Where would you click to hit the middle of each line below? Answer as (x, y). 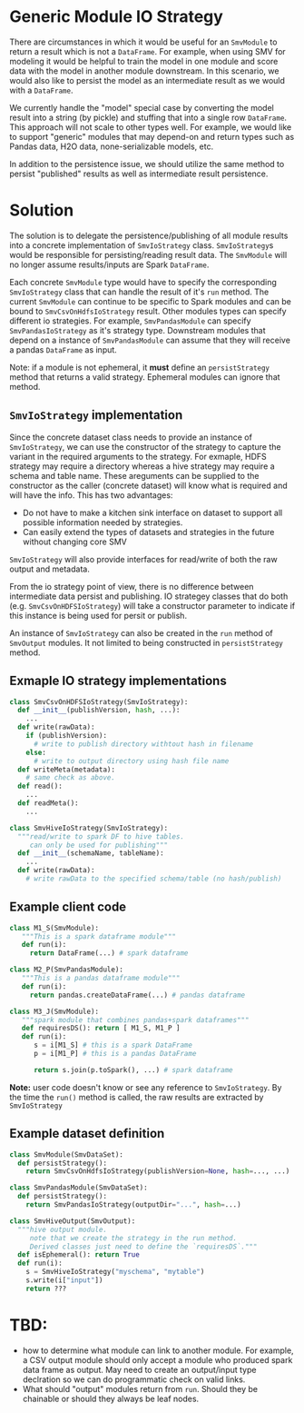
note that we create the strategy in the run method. (133, 1238)
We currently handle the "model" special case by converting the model (142, 107)
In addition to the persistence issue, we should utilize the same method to (147, 164)
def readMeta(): (48, 803)
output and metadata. (50, 569)
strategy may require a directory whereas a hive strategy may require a (142, 466)
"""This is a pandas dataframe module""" (101, 979)
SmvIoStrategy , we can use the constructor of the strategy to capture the (145, 446)
